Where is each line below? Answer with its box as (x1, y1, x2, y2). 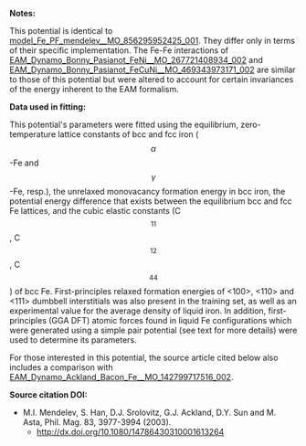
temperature (9, 129, 57, 140)
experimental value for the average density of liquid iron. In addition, (9, 305, 267, 316)
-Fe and (9, 157, 39, 168)
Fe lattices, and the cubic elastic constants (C (9, 206, 181, 216)
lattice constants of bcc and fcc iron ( (58, 129, 199, 140)
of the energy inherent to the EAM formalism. (9, 84, 180, 94)
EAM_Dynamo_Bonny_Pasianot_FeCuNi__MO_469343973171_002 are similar (9, 64, 296, 75)
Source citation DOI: (9, 389, 89, 400)
